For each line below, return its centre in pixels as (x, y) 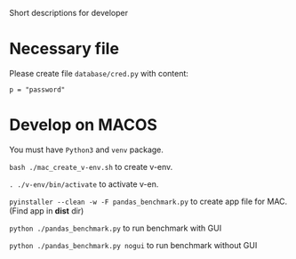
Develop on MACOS (84, 125)
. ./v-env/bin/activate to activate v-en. (84, 184)
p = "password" (37, 89)
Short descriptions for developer (69, 13)
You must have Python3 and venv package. (87, 150)
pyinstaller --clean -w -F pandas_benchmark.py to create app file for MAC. (148, 201)
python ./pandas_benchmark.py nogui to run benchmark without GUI (133, 245)
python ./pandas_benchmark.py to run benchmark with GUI (116, 228)
